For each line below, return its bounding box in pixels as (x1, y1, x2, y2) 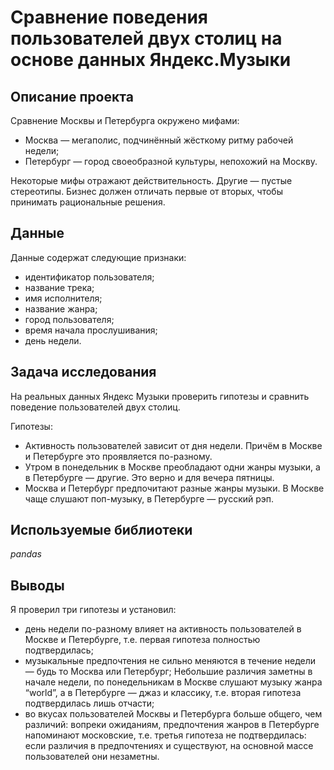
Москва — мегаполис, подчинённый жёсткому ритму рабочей (24, 134, 294, 146)
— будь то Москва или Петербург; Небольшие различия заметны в (24, 666, 313, 678)
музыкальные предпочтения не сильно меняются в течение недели (24, 655, 317, 667)
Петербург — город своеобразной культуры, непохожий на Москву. (24, 156, 318, 167)
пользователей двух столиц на (10, 27, 283, 50)
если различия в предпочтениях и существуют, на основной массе (24, 740, 314, 752)
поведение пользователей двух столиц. (10, 401, 181, 413)
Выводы (10, 577, 65, 594)
